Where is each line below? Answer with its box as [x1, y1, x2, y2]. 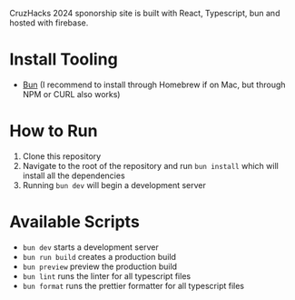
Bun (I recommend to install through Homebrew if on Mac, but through [22, 79, 286, 90]
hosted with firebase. [9, 17, 89, 28]
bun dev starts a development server [22, 241, 159, 253]
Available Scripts [9, 212, 141, 233]
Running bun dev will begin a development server [22, 179, 207, 190]
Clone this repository [22, 150, 102, 162]
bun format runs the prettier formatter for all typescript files [22, 280, 245, 291]
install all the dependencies [22, 170, 125, 181]
